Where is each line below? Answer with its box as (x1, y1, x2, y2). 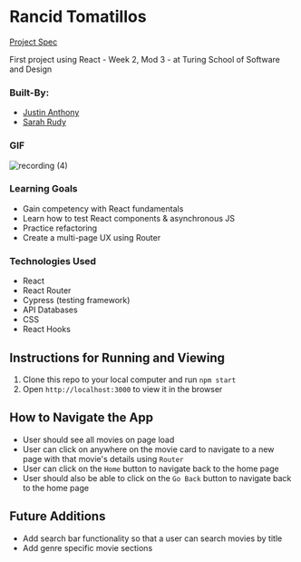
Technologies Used (9, 254, 97, 267)
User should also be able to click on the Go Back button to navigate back (22, 472, 292, 483)
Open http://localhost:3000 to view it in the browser (22, 383, 223, 394)
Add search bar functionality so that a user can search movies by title (22, 533, 283, 544)
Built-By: (9, 86, 50, 99)
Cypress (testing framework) (22, 295, 131, 306)
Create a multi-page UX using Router (22, 232, 161, 242)
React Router (22, 285, 72, 296)
